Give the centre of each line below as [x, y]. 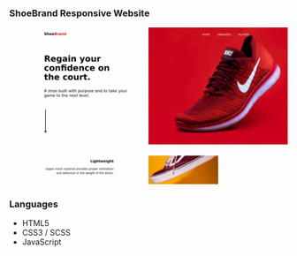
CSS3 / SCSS [46, 233]
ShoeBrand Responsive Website [80, 13]
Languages [34, 204]
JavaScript [42, 242]
